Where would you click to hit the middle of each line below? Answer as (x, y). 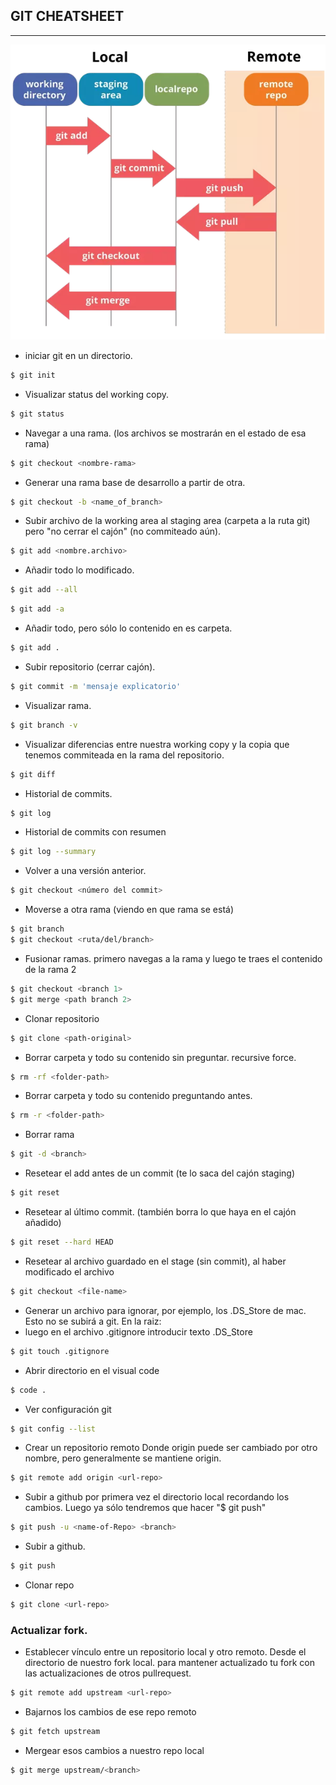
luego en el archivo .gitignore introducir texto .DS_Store (138, 1331)
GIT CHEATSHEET (67, 16)
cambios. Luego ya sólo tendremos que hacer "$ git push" (145, 1508)
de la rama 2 (50, 969)
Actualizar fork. (49, 1630)
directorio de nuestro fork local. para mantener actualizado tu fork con (169, 1663)
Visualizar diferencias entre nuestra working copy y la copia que (157, 744)
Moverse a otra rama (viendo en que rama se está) (129, 910)
